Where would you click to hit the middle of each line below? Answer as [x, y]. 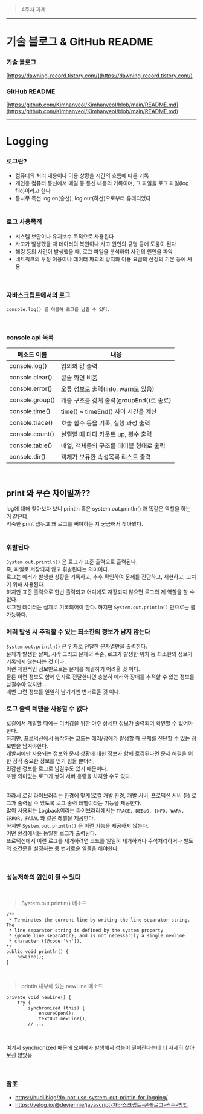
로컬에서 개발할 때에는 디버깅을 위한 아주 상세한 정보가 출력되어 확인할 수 [92, 723]
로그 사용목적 [24, 222]
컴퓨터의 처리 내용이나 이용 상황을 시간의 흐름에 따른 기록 [82, 175]
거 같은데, [18, 516]
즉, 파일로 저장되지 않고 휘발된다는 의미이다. [58, 569]
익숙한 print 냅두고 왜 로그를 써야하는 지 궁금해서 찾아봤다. [75, 523]
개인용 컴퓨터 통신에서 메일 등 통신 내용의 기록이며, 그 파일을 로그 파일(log [102, 183]
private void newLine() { [39, 998]
